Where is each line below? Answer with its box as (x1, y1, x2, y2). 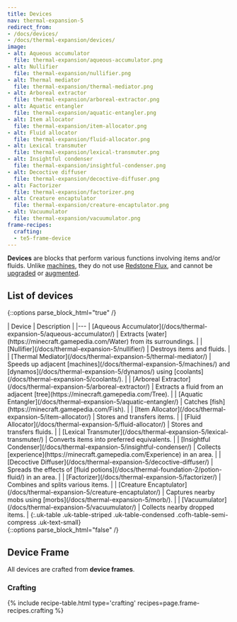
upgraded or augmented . (7, 269, 81, 277)
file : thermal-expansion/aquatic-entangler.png (13, 109, 157, 116)
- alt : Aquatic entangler (7, 103, 83, 110)
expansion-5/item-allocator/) (7, 413, 92, 421)
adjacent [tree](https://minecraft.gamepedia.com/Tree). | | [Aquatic (7, 390, 204, 399)
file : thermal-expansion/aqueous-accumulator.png (13, 57, 163, 64)
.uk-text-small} (37, 518, 81, 527)
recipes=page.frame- (137, 599, 200, 607)
